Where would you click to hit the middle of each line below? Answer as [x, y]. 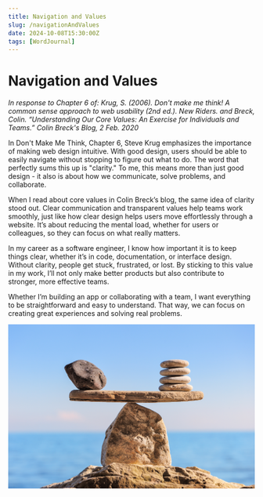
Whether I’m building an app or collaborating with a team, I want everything [130, 297]
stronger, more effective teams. [59, 281]
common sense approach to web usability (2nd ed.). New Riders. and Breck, [131, 111]
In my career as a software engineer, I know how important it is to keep [122, 248]
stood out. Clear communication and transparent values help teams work [126, 209]
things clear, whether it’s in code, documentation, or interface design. [120, 257]
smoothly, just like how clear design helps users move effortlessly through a [130, 216]
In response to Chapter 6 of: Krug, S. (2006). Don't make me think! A [119, 103]
